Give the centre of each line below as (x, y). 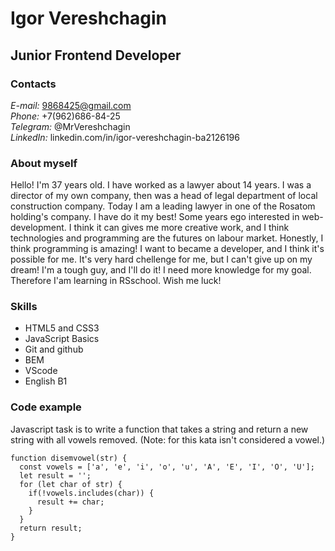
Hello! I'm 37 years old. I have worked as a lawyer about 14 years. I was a (161, 185)
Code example (46, 407)
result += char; (70, 502)
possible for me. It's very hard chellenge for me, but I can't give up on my (161, 259)
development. (38, 228)
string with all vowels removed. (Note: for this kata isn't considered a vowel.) (168, 439)
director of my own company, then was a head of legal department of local (164, 196)
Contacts (33, 84)
